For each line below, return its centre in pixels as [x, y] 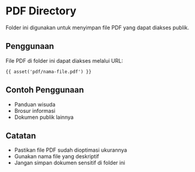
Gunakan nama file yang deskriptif [57, 156]
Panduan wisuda [35, 104]
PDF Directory [41, 11]
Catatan [21, 136]
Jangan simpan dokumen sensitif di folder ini [70, 163]
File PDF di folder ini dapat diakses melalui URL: [64, 60]
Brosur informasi [35, 110]
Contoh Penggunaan [45, 90]
